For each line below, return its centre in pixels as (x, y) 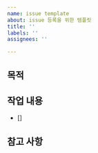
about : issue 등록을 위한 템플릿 (49, 20)
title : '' (21, 26)
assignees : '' (28, 39)
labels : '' (23, 33)
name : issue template (38, 13)
